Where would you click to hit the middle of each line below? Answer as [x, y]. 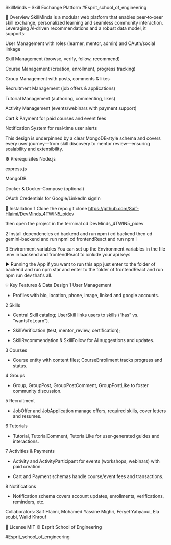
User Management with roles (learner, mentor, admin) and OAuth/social [80, 43]
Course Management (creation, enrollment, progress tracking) [71, 69]
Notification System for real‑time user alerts [51, 128]
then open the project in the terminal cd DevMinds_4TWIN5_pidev [75, 224]
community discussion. [37, 391]
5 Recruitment [20, 401]
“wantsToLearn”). [31, 321]
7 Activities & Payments [30, 451]
